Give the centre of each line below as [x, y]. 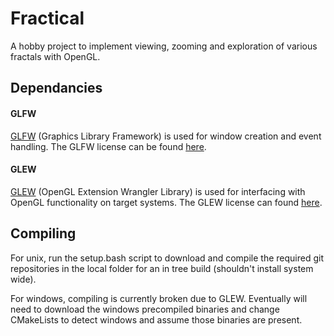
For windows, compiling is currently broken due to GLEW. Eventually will [159, 298]
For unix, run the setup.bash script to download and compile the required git [167, 258]
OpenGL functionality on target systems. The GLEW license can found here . [166, 202]
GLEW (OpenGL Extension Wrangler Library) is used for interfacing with [158, 191]
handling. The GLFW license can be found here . [108, 146]
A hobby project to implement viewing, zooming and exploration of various [164, 46]
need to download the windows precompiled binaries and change [145, 309]
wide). [23, 279]
